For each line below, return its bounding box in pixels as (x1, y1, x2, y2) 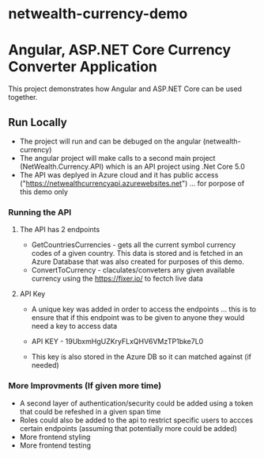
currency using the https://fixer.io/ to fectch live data (31, 274, 203, 284)
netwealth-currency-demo (8, 5, 188, 23)
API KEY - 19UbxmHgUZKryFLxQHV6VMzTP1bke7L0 (31, 337, 204, 346)
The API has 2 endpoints (19, 225, 100, 235)
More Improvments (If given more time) (8, 380, 162, 391)
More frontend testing (19, 441, 92, 450)
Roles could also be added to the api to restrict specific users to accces (19, 415, 254, 425)
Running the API (8, 207, 72, 218)
